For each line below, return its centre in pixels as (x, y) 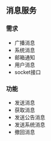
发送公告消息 (30, 117)
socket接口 (28, 72)
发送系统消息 (30, 125)
